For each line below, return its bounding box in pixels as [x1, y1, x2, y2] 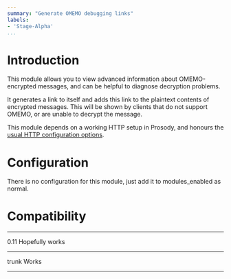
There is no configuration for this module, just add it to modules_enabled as [7, 178, 221, 186]
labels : [7, 16, 30, 23]
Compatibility [7, 208, 87, 224]
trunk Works [7, 258, 43, 266]
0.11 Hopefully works [7, 238, 65, 246]
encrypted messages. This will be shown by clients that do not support [7, 103, 208, 111]
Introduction [7, 52, 80, 68]
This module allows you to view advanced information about [7, 75, 177, 83]
